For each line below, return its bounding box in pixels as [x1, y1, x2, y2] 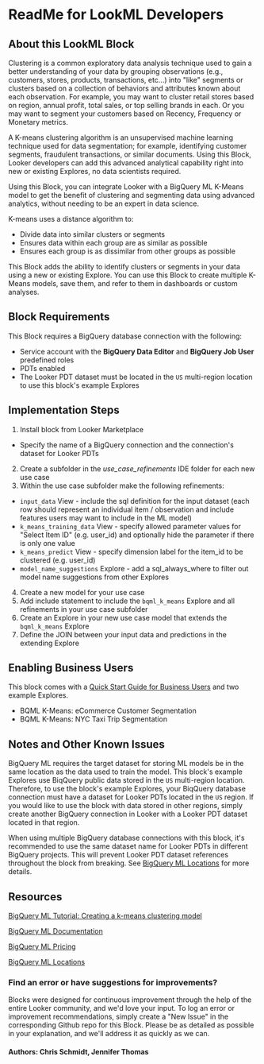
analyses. [8, 288, 40, 296]
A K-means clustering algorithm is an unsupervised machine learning [8, 133, 234, 142]
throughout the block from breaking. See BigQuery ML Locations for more [8, 858, 250, 868]
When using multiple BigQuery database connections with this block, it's [8, 833, 245, 843]
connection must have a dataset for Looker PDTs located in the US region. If [8, 792, 254, 802]
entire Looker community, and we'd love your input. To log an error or [8, 1004, 235, 1013]
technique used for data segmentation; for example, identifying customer [8, 141, 247, 150]
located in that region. [8, 818, 80, 827]
